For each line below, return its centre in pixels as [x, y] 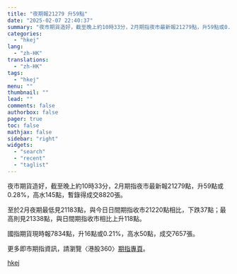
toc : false [23, 125]
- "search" [30, 152]
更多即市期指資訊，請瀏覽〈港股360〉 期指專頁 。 [79, 249]
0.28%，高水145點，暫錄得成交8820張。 [67, 194]
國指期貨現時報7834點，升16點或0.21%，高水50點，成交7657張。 [103, 233]
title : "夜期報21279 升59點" [48, 14]
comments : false [31, 106]
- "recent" [30, 159]
